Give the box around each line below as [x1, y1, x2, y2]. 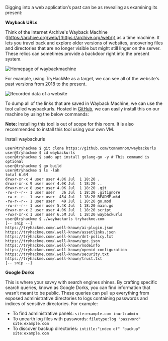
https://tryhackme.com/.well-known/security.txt [5, 252, 109, 257]
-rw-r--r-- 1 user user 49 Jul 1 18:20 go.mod [5, 199, 112, 204]
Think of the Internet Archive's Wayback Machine [5, 29, 108, 35]
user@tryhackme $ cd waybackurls [5, 150, 75, 155]
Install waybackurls [5, 136, 45, 142]
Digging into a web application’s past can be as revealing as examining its [5, 5, 157, 10]
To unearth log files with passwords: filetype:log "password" [12, 316, 141, 322]
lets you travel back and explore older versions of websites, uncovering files [5, 40, 163, 46]
